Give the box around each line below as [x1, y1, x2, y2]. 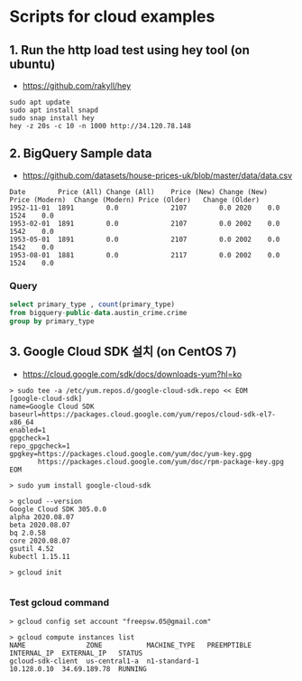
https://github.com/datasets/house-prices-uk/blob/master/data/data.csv [22, 170, 293, 181]
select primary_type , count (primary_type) [9, 300, 176, 309]
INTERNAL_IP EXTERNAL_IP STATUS [9, 648, 143, 658]
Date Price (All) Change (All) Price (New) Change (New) [9, 187, 269, 196]
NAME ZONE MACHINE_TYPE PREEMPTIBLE [9, 640, 252, 649]
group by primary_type [9, 316, 95, 326]
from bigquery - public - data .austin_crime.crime [9, 308, 188, 317]
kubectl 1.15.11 [9, 552, 70, 561]
